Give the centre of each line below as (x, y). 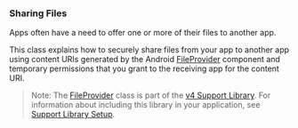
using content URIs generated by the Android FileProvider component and (145, 60)
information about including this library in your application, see (145, 105)
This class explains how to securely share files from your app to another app (149, 50)
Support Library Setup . (73, 115)
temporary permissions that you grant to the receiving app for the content (145, 68)
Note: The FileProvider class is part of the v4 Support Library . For (151, 95)
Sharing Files (38, 13)
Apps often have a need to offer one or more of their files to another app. (143, 33)
